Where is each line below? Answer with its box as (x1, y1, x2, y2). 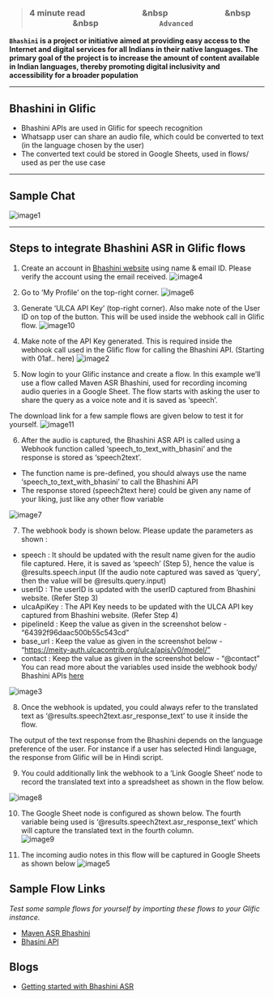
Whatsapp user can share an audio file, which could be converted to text (20, 132, 264, 141)
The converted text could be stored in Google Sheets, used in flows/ (20, 149, 250, 159)
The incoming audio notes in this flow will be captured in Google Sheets (20, 850, 261, 859)
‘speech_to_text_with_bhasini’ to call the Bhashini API (20, 477, 198, 487)
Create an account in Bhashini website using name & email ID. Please (20, 263, 252, 273)
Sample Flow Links (9, 882, 106, 896)
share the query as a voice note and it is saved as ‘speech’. (20, 395, 218, 404)
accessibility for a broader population (9, 71, 139, 80)
